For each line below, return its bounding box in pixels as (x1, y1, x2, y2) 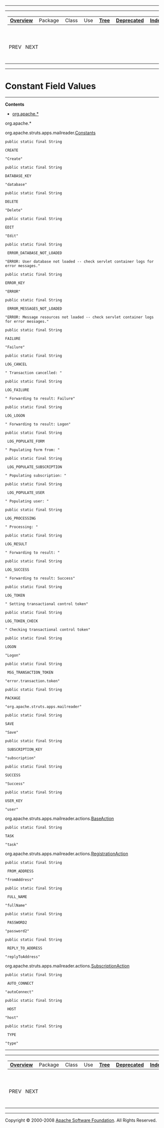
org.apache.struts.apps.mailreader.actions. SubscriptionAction (5, 963, 130, 969)
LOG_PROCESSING (5, 516, 36, 521)
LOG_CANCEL (5, 361, 27, 367)
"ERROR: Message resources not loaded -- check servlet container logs (5, 315, 154, 319)
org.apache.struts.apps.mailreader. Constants (5, 130, 96, 135)
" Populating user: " (5, 498, 49, 504)
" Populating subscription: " (5, 473, 67, 478)
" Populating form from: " (5, 447, 60, 452)
